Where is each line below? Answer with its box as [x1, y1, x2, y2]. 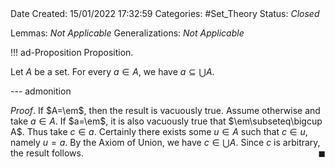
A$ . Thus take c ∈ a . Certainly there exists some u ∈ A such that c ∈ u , [10, 126, 308, 137]
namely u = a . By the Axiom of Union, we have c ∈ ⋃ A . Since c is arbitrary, [10, 137, 321, 148]
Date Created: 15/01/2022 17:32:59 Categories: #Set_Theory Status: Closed [10, 8, 320, 19]
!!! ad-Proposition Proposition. [10, 47, 134, 58]
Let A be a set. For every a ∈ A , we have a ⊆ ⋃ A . [10, 66, 215, 77]
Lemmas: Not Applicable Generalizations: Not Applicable [10, 27, 245, 39]
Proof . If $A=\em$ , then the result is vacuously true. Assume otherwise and [10, 105, 321, 116]
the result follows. [10, 147, 84, 159]
